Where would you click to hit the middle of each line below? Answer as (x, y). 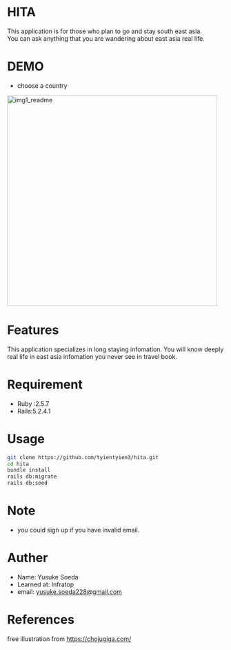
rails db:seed (28, 483)
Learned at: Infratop (46, 584)
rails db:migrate (32, 477)
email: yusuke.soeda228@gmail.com (70, 591)
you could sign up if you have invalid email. (78, 530)
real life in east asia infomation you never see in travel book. (92, 356)
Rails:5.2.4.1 (34, 411)
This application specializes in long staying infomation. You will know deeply (115, 349)
